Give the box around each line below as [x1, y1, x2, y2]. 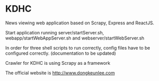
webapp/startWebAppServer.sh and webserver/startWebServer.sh [5, 35, 144, 41]
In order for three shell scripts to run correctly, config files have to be [5, 45, 150, 51]
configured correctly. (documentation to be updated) [5, 50, 116, 56]
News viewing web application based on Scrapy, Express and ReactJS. [5, 20, 154, 26]
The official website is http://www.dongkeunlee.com [5, 69, 115, 76]
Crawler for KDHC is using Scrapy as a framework [5, 60, 111, 66]
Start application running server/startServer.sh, [5, 29, 104, 35]
